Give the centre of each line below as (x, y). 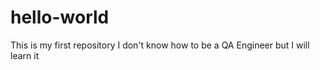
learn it (25, 55)
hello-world (60, 17)
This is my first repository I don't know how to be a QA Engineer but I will (160, 45)
